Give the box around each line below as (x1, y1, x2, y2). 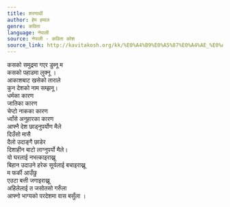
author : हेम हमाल (7, 16, 50, 23)
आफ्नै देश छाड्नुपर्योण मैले (7, 123, 62, 130)
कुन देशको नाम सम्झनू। (7, 84, 58, 92)
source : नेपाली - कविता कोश (7, 36, 75, 42)
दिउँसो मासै (7, 130, 31, 138)
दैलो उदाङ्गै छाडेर (7, 138, 46, 146)
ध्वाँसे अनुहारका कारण (7, 114, 54, 123)
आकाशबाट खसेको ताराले (7, 76, 61, 84)
